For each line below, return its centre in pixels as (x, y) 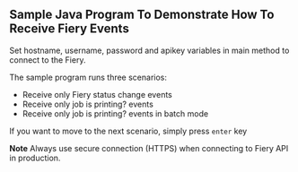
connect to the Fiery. (48, 60)
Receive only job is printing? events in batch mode (115, 113)
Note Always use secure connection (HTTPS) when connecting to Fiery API (149, 148)
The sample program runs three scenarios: (88, 77)
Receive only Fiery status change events (97, 94)
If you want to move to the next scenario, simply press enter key (128, 131)
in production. (35, 158)
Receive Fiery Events (70, 29)
